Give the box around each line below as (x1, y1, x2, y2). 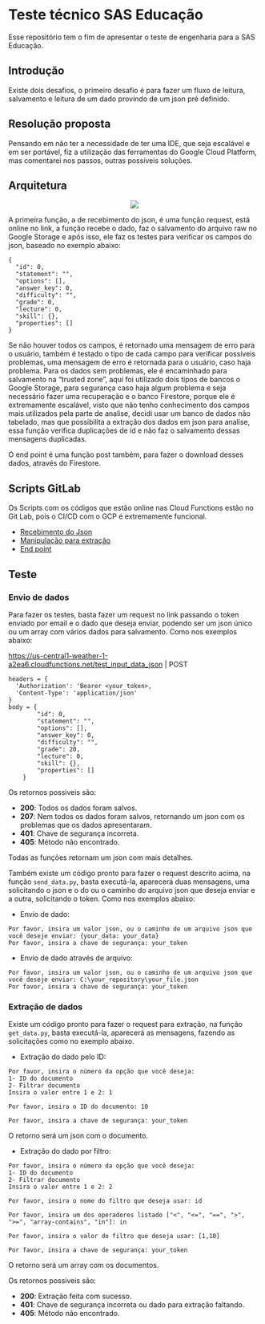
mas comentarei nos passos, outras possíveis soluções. (8, 155, 193, 165)
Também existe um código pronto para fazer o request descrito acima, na (8, 868, 251, 878)
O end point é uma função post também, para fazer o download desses (8, 450, 244, 459)
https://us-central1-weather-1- (8, 650, 108, 660)
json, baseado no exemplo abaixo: (8, 241, 122, 251)
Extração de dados (8, 1001, 83, 1012)
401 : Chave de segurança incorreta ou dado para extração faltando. (19, 1300, 245, 1310)
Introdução (8, 64, 65, 78)
